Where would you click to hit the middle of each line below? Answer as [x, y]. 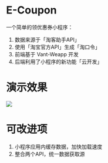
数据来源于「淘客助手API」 [47, 39]
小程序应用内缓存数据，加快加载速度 [58, 147]
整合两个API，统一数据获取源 [50, 154]
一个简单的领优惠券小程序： [40, 27]
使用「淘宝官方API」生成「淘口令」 [58, 47]
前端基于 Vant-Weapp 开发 [47, 54]
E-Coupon [31, 10]
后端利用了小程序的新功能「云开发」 [58, 62]
